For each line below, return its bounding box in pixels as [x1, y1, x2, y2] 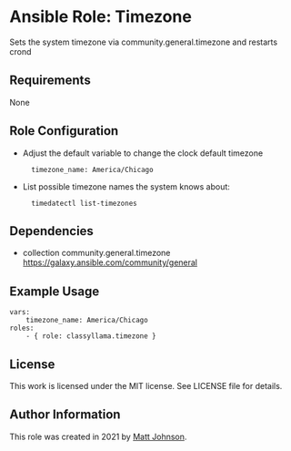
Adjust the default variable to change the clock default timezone [22, 148, 264, 159]
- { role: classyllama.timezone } [25, 332, 156, 341]
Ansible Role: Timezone [9, 6, 193, 27]
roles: [9, 323, 35, 333]
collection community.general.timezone [22, 248, 171, 259]
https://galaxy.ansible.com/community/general [22, 257, 198, 268]
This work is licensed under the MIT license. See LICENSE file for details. [9, 381, 283, 391]
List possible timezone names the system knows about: [22, 180, 230, 192]
